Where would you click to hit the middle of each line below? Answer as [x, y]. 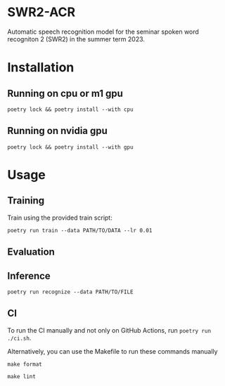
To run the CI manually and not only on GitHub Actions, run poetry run [109, 330]
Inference [29, 275]
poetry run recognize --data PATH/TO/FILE [70, 292]
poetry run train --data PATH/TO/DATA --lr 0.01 [80, 230]
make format [25, 364]
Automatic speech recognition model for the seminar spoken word [103, 32]
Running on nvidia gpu [57, 131]
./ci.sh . [19, 338]
